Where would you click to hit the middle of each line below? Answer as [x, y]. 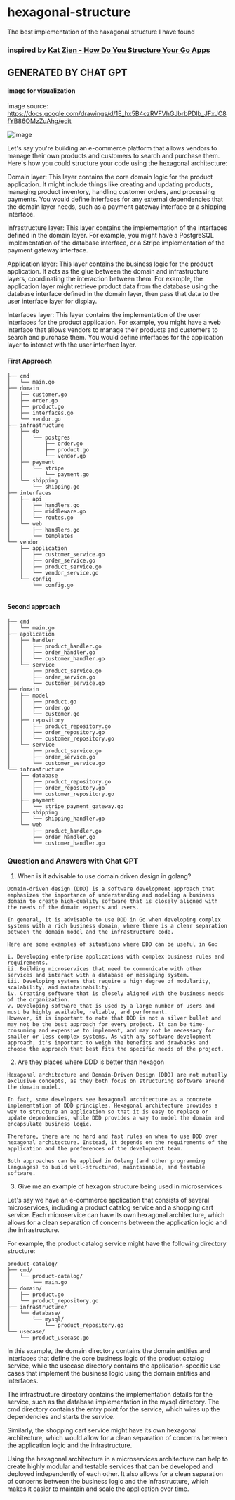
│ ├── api [25, 499]
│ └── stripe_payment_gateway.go [72, 806]
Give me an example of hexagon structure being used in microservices [120, 1186]
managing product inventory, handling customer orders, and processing [111, 192]
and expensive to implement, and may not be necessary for [127, 1031]
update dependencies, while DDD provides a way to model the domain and [116, 1118]
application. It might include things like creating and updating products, [110, 184]
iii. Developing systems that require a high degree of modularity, [109, 982]
